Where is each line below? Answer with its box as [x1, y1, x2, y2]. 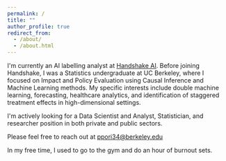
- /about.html [13, 42, 54, 49]
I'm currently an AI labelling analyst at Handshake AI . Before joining [7, 62, 200, 69]
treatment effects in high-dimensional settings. [7, 99, 141, 106]
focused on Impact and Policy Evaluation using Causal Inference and [7, 76, 204, 84]
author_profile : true [7, 23, 70, 30]
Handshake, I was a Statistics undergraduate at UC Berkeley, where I [7, 69, 204, 77]
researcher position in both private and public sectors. [7, 119, 163, 127]
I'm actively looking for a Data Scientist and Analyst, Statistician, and [7, 112, 204, 120]
